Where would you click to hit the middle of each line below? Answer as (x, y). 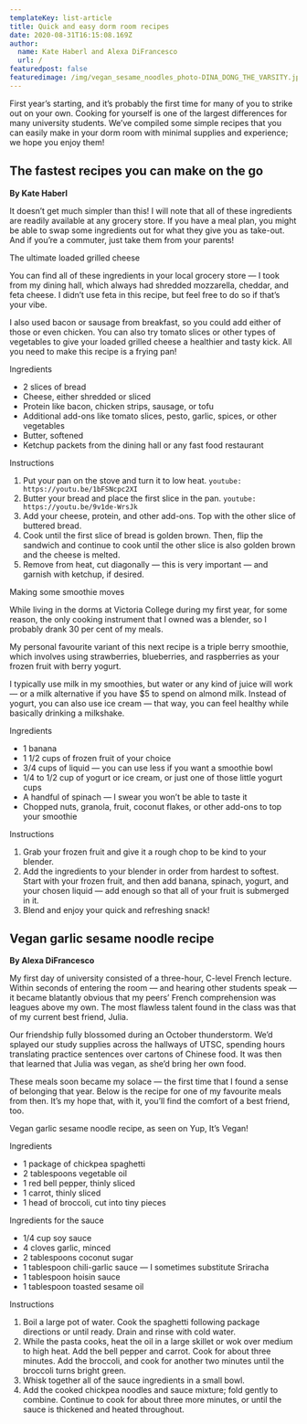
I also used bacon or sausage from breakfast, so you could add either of (145, 322)
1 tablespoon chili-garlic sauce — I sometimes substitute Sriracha (146, 1268)
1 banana (40, 748)
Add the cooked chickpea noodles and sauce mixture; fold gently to (150, 1390)
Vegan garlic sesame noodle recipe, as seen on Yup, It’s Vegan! (129, 1129)
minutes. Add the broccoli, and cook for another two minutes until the (153, 1361)
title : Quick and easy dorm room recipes (90, 27)
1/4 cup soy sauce (57, 1238)
